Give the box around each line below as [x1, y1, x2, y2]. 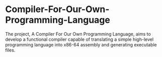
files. [5, 47, 16, 53]
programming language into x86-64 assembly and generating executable [5, 41, 157, 47]
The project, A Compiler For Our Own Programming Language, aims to [5, 31, 151, 37]
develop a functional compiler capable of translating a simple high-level [5, 36, 154, 42]
